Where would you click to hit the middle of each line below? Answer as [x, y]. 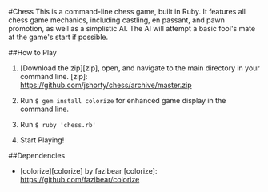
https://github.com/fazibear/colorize [80, 180]
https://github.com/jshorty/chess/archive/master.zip [106, 85]
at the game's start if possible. [58, 37]
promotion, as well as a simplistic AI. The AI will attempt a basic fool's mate [132, 28]
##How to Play [33, 52]
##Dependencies [37, 156]
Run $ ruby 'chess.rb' [58, 124]
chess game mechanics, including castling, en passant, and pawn [117, 20]
